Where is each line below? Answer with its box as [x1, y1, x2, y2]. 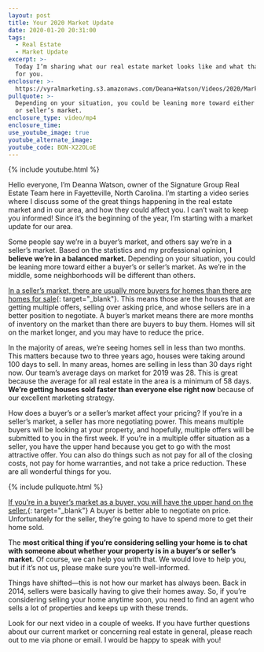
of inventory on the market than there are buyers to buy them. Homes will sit [8, 320, 255, 329]
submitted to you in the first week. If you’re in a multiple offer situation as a [8, 434, 250, 443]
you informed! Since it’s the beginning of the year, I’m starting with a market [8, 213, 253, 223]
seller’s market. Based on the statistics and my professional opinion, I [8, 246, 232, 255]
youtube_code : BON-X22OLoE [8, 143, 97, 151]
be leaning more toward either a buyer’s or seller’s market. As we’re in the [8, 262, 246, 272]
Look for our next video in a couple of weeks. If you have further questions [8, 619, 250, 628]
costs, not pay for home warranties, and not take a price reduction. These [8, 458, 247, 469]
